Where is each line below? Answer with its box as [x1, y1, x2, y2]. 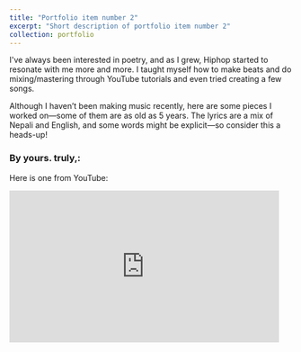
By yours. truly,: [9, 152, 81, 165]
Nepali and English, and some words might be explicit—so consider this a [9, 120, 281, 131]
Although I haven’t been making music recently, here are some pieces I [9, 101, 272, 112]
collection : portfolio [9, 30, 94, 39]
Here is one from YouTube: [9, 172, 109, 183]
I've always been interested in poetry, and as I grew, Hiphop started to [9, 55, 269, 66]
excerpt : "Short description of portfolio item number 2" [9, 22, 231, 31]
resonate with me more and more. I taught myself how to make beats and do [9, 64, 292, 75]
